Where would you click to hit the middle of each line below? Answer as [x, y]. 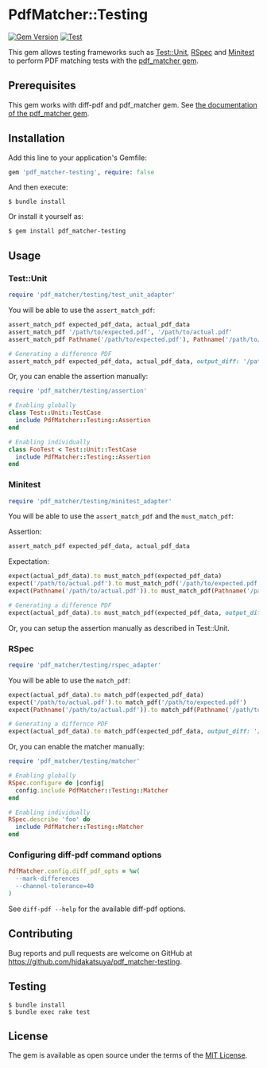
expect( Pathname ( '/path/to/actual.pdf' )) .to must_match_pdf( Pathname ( [128, 591]
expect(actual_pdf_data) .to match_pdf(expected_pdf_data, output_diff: [129, 732]
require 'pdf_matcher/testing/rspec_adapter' [85, 665]
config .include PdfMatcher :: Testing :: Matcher [92, 790]
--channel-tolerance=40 [54, 886]
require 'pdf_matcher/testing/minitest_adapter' [90, 501]
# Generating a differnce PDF [58, 724]
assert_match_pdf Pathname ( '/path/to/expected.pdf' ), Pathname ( [117, 339]
